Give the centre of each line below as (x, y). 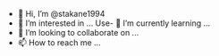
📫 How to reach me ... (59, 43)
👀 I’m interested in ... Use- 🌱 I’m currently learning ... (114, 23)
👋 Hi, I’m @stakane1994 (61, 14)
